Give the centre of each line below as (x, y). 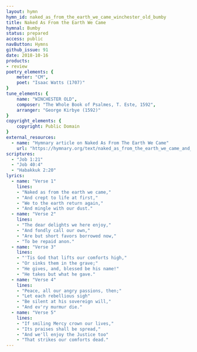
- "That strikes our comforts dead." (63, 340)
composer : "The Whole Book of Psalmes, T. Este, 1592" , (86, 104)
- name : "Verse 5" (34, 313)
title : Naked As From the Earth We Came (56, 22)
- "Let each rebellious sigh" (54, 296)
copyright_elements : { (34, 121)
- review (17, 66)
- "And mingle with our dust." (55, 209)
